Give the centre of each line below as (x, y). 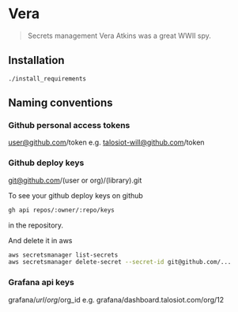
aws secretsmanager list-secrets (63, 255)
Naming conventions (60, 103)
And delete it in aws (40, 240)
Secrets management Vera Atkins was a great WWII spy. (119, 36)
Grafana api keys (42, 283)
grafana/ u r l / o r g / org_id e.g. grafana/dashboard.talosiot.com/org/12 (116, 299)
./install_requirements (47, 79)
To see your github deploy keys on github (76, 195)
